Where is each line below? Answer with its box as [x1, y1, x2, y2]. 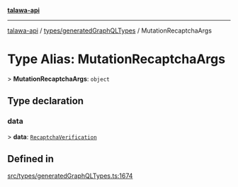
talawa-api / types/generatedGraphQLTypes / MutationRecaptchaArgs [7, 26, 212, 35]
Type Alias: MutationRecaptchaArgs [7, 51, 225, 67]
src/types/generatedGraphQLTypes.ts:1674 [7, 171, 133, 180]
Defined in [7, 153, 55, 165]
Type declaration [7, 95, 84, 107]
